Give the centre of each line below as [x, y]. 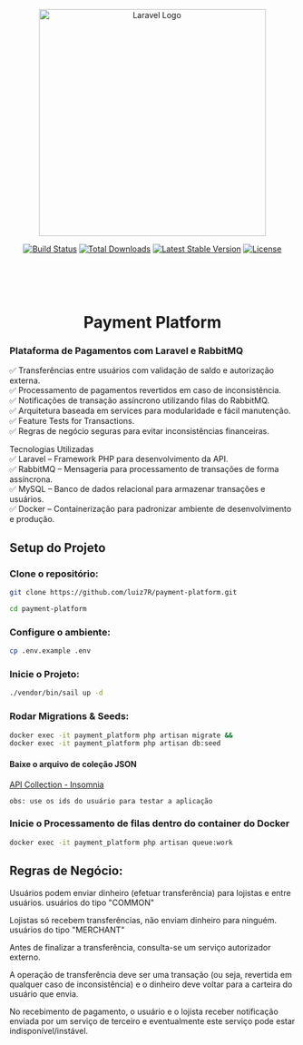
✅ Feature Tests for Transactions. [72, 421]
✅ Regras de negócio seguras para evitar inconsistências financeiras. [140, 431]
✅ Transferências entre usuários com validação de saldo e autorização [142, 370]
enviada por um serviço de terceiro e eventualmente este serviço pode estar [152, 1020]
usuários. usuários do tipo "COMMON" [82, 902]
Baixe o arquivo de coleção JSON [73, 764]
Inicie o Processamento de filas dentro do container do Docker [150, 823]
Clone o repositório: [54, 574]
